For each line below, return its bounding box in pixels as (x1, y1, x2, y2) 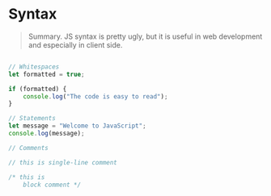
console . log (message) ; (8, 130, 85, 138)
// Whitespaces (8, 62, 60, 71)
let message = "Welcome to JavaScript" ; (8, 122, 147, 130)
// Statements (8, 115, 57, 123)
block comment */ (23, 181, 82, 189)
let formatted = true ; (8, 70, 85, 78)
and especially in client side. (28, 40, 123, 49)
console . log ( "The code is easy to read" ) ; (23, 92, 168, 101)
